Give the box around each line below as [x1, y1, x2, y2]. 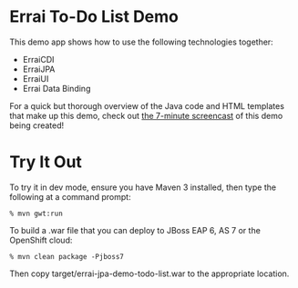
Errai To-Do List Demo [9, 6, 180, 27]
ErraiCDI [22, 54, 55, 65]
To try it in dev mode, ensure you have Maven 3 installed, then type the [9, 182, 276, 193]
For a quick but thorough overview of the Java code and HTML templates [9, 100, 285, 111]
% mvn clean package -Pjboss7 [9, 252, 125, 261]
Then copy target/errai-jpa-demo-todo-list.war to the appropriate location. [9, 268, 290, 279]
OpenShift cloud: [9, 234, 73, 245]
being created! [9, 120, 65, 131]
